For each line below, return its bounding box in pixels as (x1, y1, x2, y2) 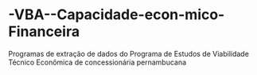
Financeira (8, 22, 80, 41)
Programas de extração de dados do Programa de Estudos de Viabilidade (8, 49, 249, 58)
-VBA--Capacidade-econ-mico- (8, 6, 225, 24)
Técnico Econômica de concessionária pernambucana (8, 57, 187, 67)
